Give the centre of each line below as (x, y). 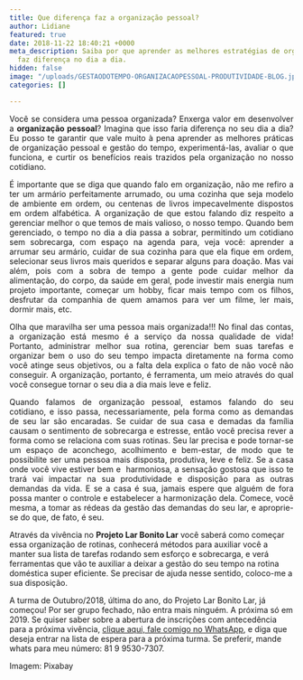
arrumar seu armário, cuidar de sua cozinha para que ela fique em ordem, (151, 251)
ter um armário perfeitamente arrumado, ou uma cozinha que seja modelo (151, 194)
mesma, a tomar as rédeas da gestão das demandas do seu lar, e (133, 507)
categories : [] (38, 85)
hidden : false (36, 69)
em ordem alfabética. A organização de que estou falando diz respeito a (151, 212)
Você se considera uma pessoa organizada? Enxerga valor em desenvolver (151, 118)
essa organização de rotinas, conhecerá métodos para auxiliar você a (139, 544)
